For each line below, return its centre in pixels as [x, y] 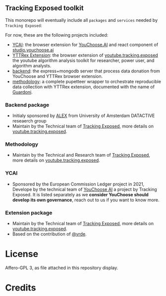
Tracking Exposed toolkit [44, 8]
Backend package [27, 105]
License [22, 254]
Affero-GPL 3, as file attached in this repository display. [62, 268]
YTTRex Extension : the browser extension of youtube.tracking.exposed [85, 55]
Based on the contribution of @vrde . [49, 234]
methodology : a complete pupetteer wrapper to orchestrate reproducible [86, 81]
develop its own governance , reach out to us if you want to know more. [86, 200]
